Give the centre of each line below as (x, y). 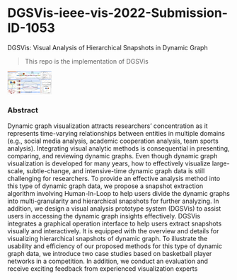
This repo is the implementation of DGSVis (86, 61)
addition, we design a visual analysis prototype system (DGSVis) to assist (114, 208)
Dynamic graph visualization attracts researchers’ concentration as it (108, 126)
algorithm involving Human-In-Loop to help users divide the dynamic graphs (118, 193)
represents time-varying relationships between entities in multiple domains (116, 133)
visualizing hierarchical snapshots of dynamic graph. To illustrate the (108, 238)
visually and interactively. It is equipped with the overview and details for (113, 231)
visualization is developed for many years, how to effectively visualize (109, 163)
